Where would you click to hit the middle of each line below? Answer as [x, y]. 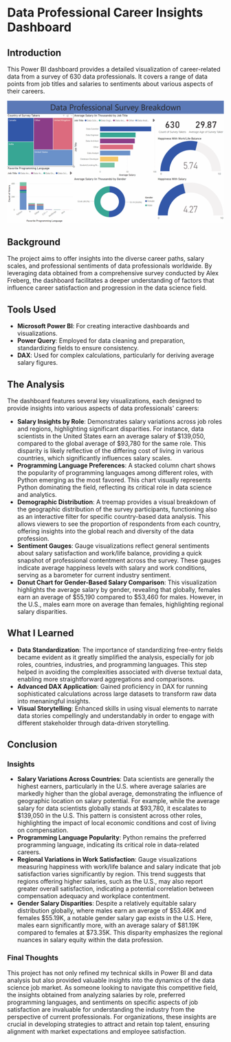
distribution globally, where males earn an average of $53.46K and [112, 911]
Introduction [34, 53]
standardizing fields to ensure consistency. [78, 348]
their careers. [26, 91]
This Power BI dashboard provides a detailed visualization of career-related [114, 69]
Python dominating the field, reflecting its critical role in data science [114, 487]
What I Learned [41, 634]
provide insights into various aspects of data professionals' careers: [103, 408]
